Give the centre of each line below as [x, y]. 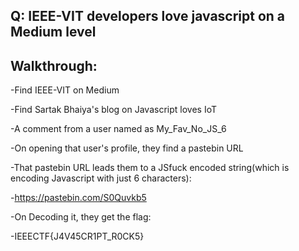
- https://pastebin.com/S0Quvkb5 [78, 198]
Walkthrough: [54, 65]
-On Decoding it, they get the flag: [81, 217]
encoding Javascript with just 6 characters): [101, 178]
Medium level [53, 32]
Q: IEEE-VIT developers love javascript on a [148, 16]
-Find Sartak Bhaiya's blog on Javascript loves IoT [113, 110]
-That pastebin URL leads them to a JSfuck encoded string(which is [150, 168]
